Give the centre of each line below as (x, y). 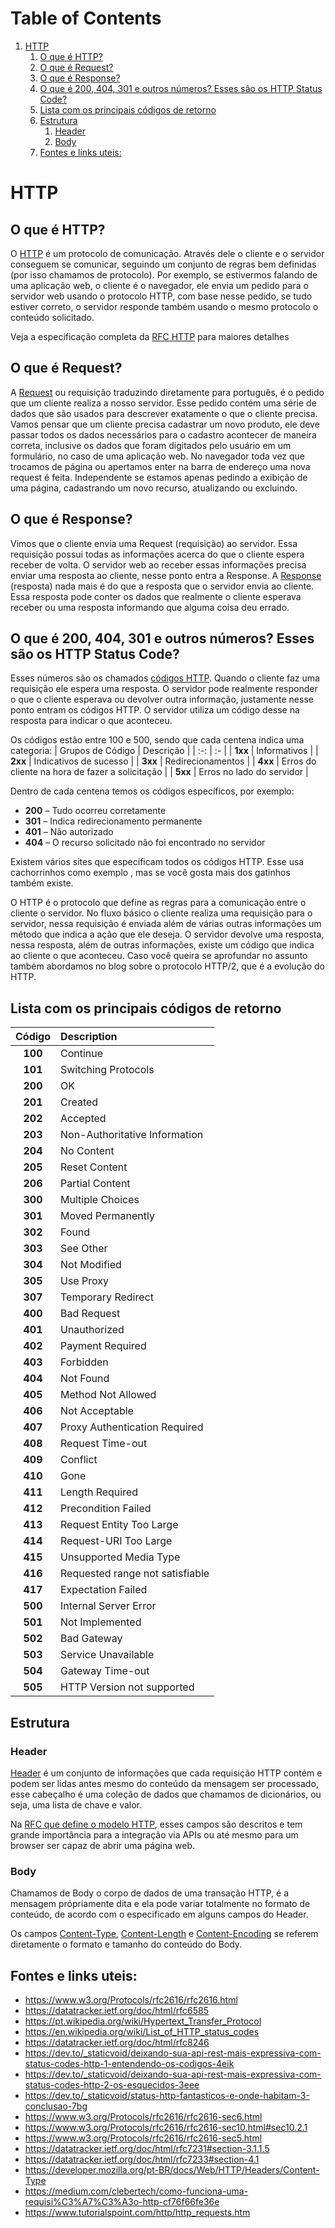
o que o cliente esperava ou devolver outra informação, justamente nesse (162, 699)
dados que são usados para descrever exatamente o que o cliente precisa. (164, 413)
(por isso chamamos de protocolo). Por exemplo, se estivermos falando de (164, 274)
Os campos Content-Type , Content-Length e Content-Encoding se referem (164, 1934)
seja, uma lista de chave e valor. (76, 1804)
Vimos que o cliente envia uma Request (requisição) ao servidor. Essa (154, 543)
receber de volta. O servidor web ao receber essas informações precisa (158, 564)
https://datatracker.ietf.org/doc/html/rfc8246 (117, 2042)
